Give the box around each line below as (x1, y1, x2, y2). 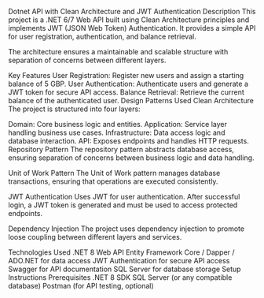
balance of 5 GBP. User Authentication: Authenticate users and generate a (8, 79, 249, 88)
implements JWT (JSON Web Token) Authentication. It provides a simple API (8, 24, 256, 32)
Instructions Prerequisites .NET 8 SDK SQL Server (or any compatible (8, 273, 233, 282)
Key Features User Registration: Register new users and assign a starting (8, 71, 244, 80)
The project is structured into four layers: (8, 104, 141, 114)
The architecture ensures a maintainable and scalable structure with (8, 47, 229, 56)
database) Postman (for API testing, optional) (8, 281, 155, 290)
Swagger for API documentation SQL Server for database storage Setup (8, 264, 241, 274)
